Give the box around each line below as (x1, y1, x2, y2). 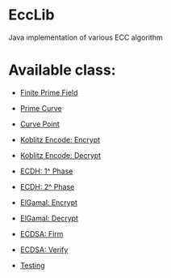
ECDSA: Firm (19, 229, 64, 238)
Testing (19, 260, 46, 270)
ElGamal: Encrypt (19, 197, 78, 207)
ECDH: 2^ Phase (19, 182, 75, 191)
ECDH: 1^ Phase (19, 166, 73, 176)
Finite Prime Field (19, 88, 78, 97)
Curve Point (19, 119, 60, 129)
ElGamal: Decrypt (19, 213, 79, 223)
